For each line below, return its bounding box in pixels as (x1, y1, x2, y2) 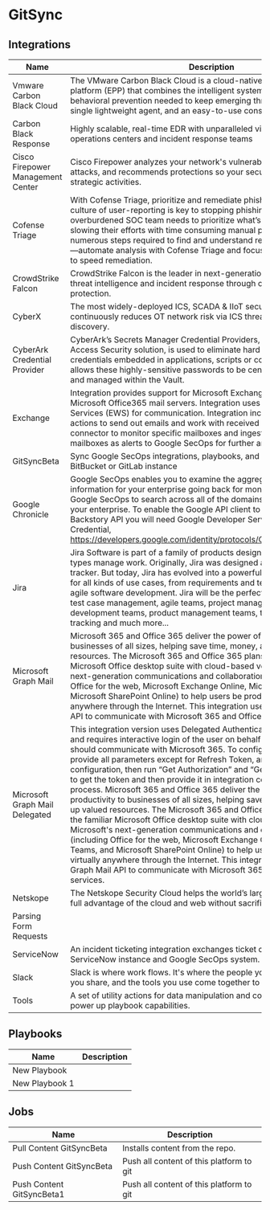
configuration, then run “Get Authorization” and (70, 764, 248, 775)
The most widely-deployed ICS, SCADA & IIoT (70, 301, 243, 312)
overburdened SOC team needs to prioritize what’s (70, 215, 261, 226)
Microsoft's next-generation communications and (70, 824, 259, 835)
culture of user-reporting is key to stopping (70, 205, 235, 215)
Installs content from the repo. (121, 1143, 236, 1154)
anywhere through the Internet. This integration (70, 701, 249, 712)
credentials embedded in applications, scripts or (70, 354, 252, 365)
